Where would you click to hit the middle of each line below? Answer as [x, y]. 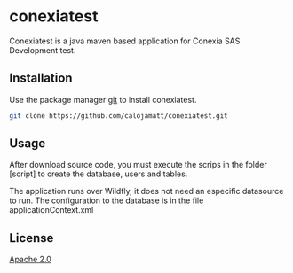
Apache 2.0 [30, 260]
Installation [41, 78]
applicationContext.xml [51, 210]
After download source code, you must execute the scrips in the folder [139, 165]
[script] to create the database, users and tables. [99, 174]
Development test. [43, 50]
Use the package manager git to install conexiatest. [103, 99]
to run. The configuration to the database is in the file [107, 200]
